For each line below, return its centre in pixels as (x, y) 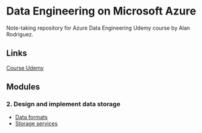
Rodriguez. (20, 34)
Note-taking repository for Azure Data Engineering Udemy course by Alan (98, 28)
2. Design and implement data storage (64, 104)
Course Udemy (25, 68)
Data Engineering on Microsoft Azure (101, 11)
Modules (23, 87)
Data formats (31, 117)
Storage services (36, 124)
